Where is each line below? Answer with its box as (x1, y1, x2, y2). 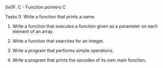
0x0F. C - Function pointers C (5, 4, 66, 10)
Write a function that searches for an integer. (12, 38, 104, 44)
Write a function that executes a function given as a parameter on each (12, 23, 158, 29)
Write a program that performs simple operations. (12, 48, 114, 53)
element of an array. (12, 29, 54, 34)
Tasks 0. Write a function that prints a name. (5, 14, 96, 19)
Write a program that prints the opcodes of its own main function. (12, 57, 147, 63)
